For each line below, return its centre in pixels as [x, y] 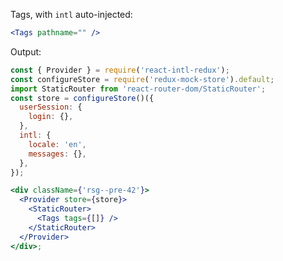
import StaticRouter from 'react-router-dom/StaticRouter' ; [138, 89]
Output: [26, 51]
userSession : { [51, 107]
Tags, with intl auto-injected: [71, 14]
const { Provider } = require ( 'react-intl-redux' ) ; [120, 70]
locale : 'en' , [57, 144]
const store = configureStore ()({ [82, 98]
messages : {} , [57, 154]
